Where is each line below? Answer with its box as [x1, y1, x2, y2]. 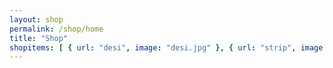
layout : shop [9, 14, 64, 25]
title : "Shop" [9, 33, 69, 43]
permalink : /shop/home [9, 24, 104, 34]
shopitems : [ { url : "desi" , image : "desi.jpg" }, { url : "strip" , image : [9, 42, 328, 53]
